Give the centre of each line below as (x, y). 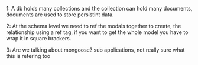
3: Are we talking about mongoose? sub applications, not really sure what (95, 50)
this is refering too (28, 56)
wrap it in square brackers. (39, 38)
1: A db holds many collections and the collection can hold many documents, (99, 8)
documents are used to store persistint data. (60, 15)
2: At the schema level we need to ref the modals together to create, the (94, 26)
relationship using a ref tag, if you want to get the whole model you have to (97, 32)
